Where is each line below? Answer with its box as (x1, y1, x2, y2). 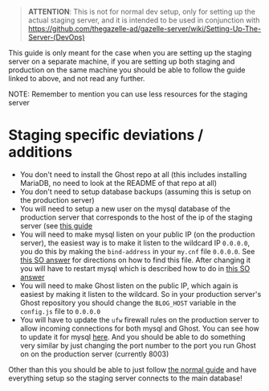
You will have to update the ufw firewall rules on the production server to (19, 315, 259, 324)
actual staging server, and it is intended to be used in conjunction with (27, 15, 260, 25)
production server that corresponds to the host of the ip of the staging (19, 212, 253, 222)
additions (8, 143, 73, 162)
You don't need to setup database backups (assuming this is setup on (19, 187, 251, 196)
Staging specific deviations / (8, 126, 204, 144)
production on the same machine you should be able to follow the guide (8, 65, 247, 75)
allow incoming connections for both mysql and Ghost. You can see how (19, 323, 259, 333)
